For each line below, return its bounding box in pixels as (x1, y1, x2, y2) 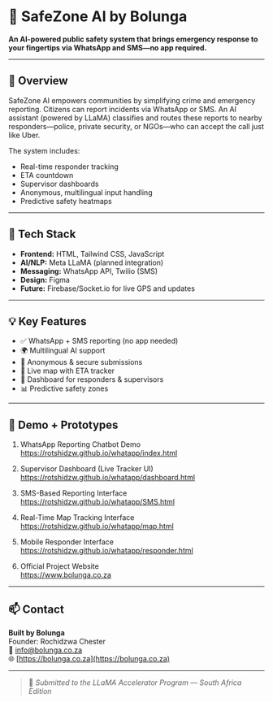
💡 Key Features (8, 314, 87, 328)
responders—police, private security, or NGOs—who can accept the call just (8, 121, 264, 131)
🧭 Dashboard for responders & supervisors (19, 375, 164, 384)
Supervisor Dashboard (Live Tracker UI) (19, 464, 154, 474)
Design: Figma (19, 275, 71, 284)
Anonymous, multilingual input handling (19, 187, 153, 197)
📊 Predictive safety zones (19, 383, 109, 393)
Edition (28, 687, 52, 695)
